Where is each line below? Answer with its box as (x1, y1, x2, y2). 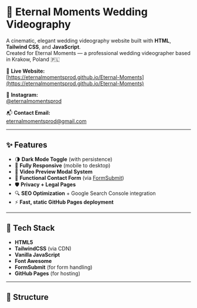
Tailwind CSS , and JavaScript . (6, 43, 81, 50)
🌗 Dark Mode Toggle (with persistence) (14, 155, 113, 163)
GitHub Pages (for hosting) (14, 269, 81, 277)
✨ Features (6, 140, 47, 150)
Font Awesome (14, 257, 52, 264)
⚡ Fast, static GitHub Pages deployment (14, 199, 114, 206)
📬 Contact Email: (6, 109, 51, 116)
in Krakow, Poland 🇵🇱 (6, 56, 60, 63)
